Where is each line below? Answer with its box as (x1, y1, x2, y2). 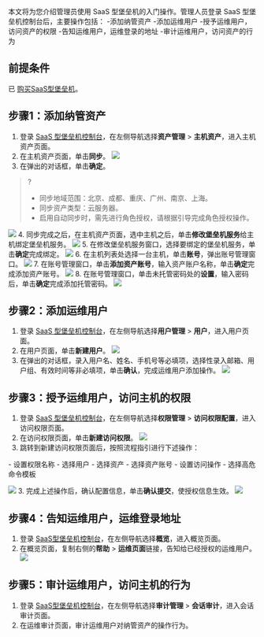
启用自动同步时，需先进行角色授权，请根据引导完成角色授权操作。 (39, 213, 254, 222)
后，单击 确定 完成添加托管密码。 (8, 279, 112, 288)
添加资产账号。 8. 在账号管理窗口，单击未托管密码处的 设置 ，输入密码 (14, 269, 250, 278)
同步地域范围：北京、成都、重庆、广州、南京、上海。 (39, 193, 213, 202)
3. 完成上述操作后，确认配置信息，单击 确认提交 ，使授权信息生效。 (17, 487, 234, 496)
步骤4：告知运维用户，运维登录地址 (8, 511, 181, 525)
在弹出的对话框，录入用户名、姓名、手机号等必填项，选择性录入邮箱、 (19, 356, 248, 365)
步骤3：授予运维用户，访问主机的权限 (8, 391, 191, 404)
